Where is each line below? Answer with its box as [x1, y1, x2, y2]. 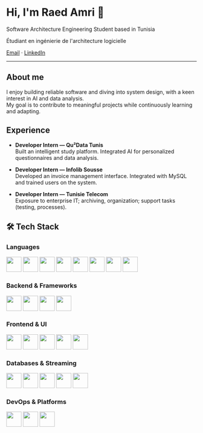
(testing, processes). [14, 203, 67, 211]
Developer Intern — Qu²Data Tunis [14, 141, 104, 148]
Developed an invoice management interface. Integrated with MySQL [14, 172, 187, 179]
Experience [6, 125, 50, 136]
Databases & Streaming [6, 359, 77, 367]
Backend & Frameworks [6, 282, 77, 290]
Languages [6, 242, 40, 251]
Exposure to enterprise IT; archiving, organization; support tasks [14, 197, 176, 204]
